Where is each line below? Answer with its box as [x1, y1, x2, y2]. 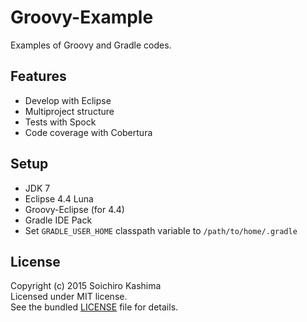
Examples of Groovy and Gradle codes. [10, 39, 172, 51]
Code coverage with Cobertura [24, 126, 153, 138]
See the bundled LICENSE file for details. [10, 301, 179, 313]
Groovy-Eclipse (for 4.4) [24, 203, 125, 215]
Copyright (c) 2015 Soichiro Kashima [10, 280, 162, 292]
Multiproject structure [24, 105, 115, 117]
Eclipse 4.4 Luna [24, 192, 94, 205]
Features [10, 68, 67, 85]
